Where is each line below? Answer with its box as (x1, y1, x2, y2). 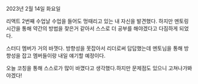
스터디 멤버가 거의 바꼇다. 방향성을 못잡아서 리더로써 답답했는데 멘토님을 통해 (6, 45, 183, 52)
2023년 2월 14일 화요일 (6, 5, 61, 12)
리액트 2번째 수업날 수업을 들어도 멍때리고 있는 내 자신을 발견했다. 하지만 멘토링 (6, 18, 189, 25)
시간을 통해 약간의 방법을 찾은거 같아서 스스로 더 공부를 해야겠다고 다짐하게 (6, 25, 178, 32)
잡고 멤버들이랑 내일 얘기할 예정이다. (21, 52, 106, 59)
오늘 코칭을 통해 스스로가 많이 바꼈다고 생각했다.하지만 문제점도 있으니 (6, 65, 167, 72)
